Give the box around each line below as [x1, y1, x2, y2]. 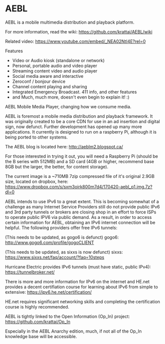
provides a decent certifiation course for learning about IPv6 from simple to [5, 284, 159, 290]
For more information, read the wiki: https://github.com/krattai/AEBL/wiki [5, 29, 153, 34]
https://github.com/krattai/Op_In [5, 318, 70, 324]
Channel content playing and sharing [12, 83, 87, 89]
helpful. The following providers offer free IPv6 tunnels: [5, 225, 117, 231]
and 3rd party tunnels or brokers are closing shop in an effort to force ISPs [5, 209, 157, 215]
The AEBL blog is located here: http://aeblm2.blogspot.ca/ [5, 143, 123, 149]
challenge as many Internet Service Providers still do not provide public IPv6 [5, 204, 160, 209]
